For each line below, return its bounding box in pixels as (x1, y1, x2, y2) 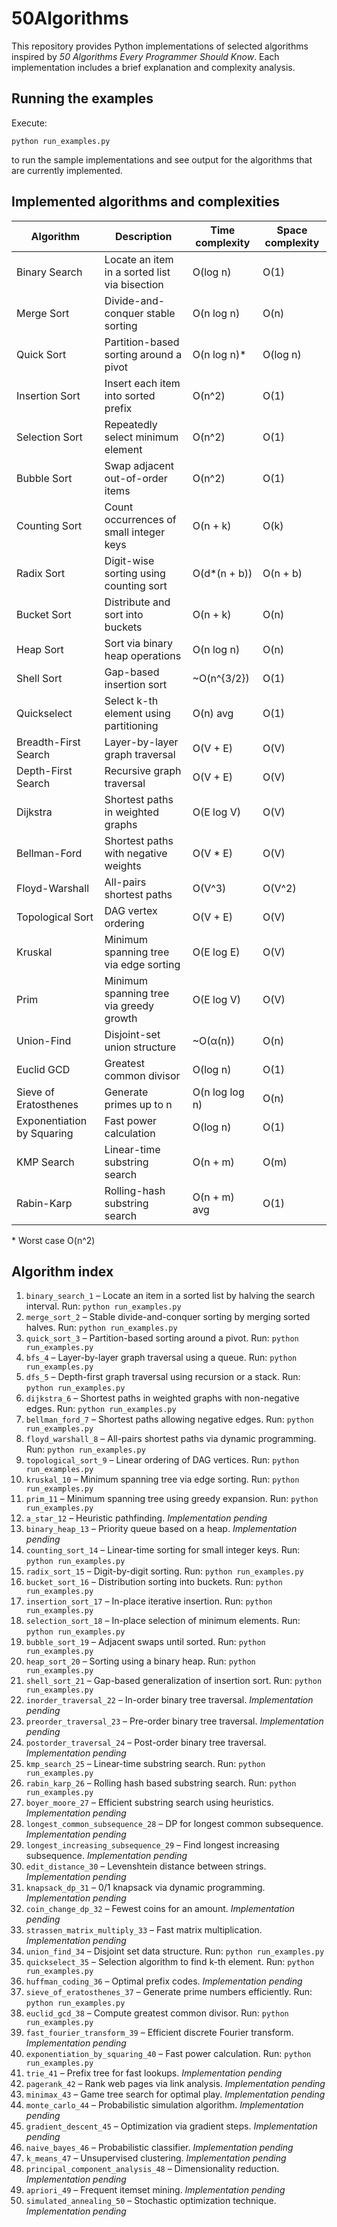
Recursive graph (104, 763, 182, 777)
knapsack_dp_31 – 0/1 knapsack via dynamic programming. (25, 1882, 266, 1894)
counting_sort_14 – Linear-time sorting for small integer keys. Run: (25, 1544, 301, 1556)
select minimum (104, 430, 179, 444)
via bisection (104, 277, 164, 291)
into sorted (104, 388, 156, 402)
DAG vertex (104, 903, 158, 917)
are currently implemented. (11, 164, 123, 176)
